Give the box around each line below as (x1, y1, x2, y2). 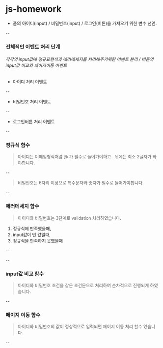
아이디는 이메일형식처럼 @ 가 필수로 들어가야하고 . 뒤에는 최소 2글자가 (17, 154, 152, 160)
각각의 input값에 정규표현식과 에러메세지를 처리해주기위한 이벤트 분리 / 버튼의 (5, 57, 154, 62)
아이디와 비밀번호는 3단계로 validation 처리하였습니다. (17, 215, 122, 221)
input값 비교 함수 (5, 270, 44, 277)
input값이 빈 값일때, (12, 232, 51, 237)
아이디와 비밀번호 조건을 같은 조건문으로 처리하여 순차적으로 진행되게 (17, 282, 149, 288)
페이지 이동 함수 (5, 311, 41, 318)
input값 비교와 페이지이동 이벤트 (5, 62, 67, 68)
